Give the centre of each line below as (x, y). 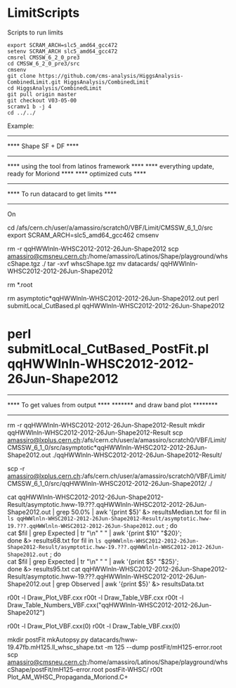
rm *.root (20, 284)
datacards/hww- (114, 640)
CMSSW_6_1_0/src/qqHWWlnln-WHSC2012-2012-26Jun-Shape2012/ (107, 483)
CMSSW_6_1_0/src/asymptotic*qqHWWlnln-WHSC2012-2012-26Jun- (107, 447)
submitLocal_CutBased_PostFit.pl (108, 349)
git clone (22, 76)
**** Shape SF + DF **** (43, 146)
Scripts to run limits (35, 32)
